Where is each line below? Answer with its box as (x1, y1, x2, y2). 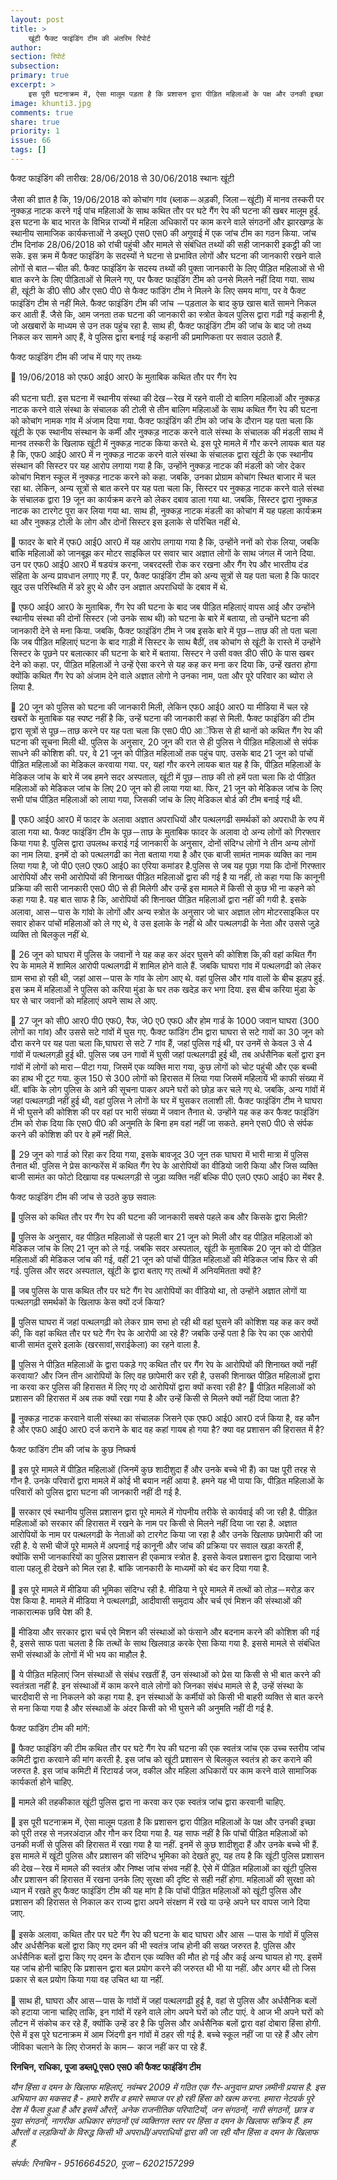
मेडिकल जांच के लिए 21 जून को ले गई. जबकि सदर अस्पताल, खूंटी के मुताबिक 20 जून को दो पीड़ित (10, 1242, 322, 1254)
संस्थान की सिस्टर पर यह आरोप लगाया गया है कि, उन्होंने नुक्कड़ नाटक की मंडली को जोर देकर (10, 459, 306, 471)
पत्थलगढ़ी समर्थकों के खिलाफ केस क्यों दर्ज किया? (10, 1296, 166, 1308)
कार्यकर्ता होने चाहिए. (10, 1776, 74, 1788)
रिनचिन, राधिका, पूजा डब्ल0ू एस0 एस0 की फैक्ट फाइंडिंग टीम (10, 2061, 202, 2073)
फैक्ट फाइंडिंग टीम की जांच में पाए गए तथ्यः (10, 351, 142, 363)
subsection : (10, 61, 60, 71)
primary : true (10, 71, 70, 81)
